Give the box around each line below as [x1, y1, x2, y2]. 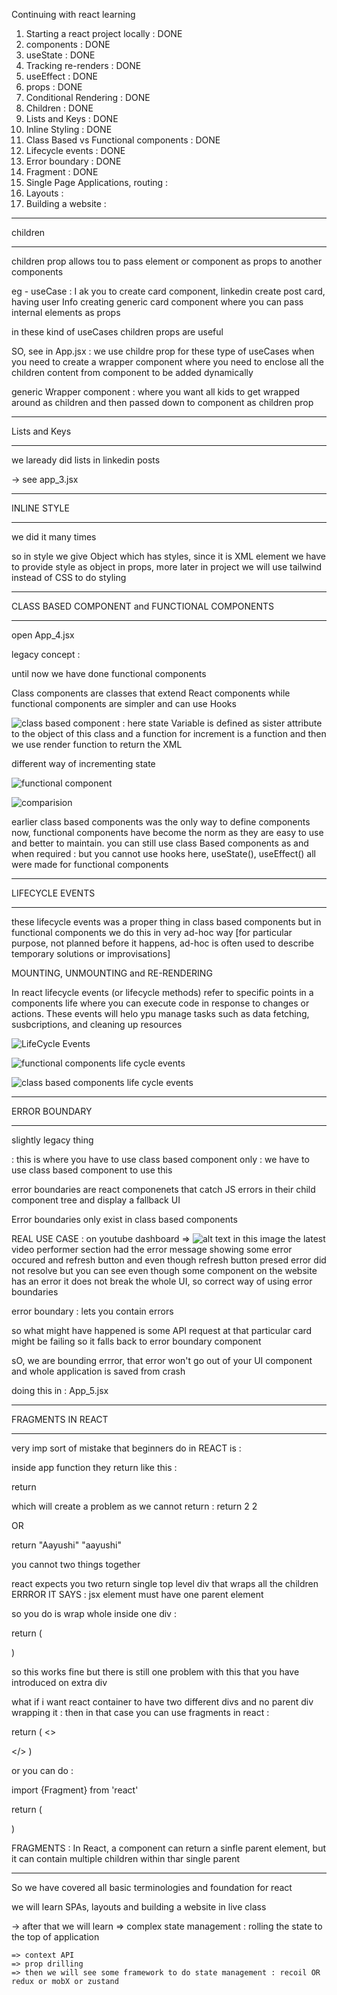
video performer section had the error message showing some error [11, 1244, 293, 1255]
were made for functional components [11, 859, 169, 870]
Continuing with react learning [11, 9, 136, 20]
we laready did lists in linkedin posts [11, 454, 161, 466]
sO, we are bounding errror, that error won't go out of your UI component [11, 1355, 313, 1366]
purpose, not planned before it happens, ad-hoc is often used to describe [11, 937, 314, 949]
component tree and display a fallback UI [11, 1194, 181, 1206]
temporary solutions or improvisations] [11, 948, 171, 959]
